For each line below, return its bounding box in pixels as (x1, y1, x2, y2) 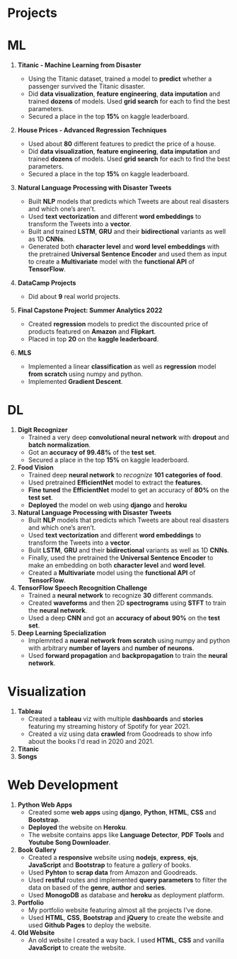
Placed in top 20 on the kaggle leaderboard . (28, 335, 159, 344)
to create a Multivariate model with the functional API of (28, 257, 195, 266)
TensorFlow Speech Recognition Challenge (17, 584, 148, 592)
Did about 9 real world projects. (28, 293, 121, 301)
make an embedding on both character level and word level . (28, 561, 207, 569)
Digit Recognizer (17, 426, 69, 434)
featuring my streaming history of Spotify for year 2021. (28, 722, 191, 730)
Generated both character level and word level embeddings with (28, 242, 220, 251)
